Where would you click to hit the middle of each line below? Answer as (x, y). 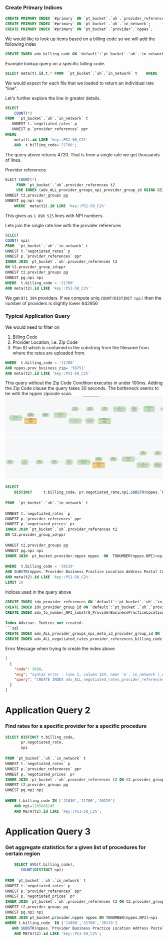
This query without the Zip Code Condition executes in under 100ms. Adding (84, 383)
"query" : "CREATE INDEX (39, 680)
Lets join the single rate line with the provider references (63, 225)
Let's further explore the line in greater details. (53, 98)
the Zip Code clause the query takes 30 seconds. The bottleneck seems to (82, 388)
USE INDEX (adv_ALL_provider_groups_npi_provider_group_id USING (86, 190)
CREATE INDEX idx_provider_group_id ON (47, 607)
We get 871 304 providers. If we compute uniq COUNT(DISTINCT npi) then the (83, 298)
